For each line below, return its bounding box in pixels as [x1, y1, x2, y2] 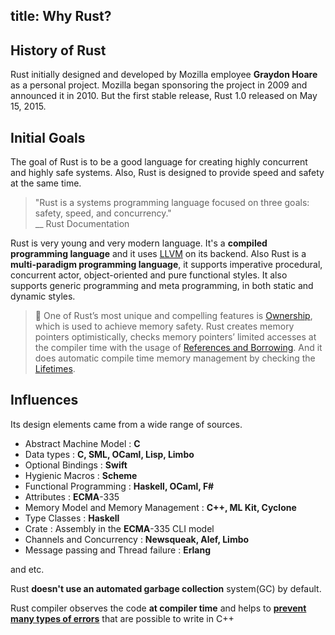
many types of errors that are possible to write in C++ [10, 612, 235, 624]
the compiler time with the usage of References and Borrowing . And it [34, 342, 323, 354]
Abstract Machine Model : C [24, 437, 141, 449]
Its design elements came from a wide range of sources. [10, 418, 243, 430]
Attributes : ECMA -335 [24, 490, 120, 503]
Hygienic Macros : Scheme [24, 469, 138, 481]
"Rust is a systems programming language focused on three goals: [34, 197, 310, 209]
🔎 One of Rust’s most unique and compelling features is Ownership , [34, 310, 313, 322]
